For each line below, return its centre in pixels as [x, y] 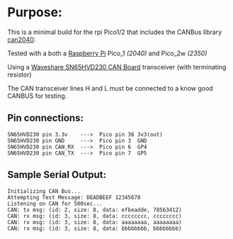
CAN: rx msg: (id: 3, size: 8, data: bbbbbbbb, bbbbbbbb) [95, 228]
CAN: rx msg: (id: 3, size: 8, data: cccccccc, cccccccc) [95, 216]
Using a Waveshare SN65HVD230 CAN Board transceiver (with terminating [117, 67]
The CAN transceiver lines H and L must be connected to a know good [110, 88]
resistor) [19, 74]
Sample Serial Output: [57, 175]
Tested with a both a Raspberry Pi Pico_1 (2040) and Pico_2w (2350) [107, 53]
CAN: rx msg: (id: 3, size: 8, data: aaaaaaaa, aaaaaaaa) [95, 222]
